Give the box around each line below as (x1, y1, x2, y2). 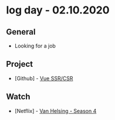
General (6, 27, 36, 37)
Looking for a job (14, 42, 56, 49)
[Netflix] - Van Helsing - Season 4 (14, 107, 97, 114)
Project (6, 59, 33, 69)
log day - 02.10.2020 (6, 4, 110, 17)
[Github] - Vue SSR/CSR (14, 74, 73, 82)
